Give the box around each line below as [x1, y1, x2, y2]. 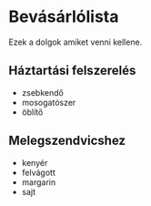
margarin [21, 176, 56, 188]
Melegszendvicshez [8, 133, 126, 149]
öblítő [21, 107, 44, 118]
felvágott [21, 167, 55, 178]
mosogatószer [21, 97, 76, 108]
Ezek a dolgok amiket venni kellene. [8, 36, 143, 47]
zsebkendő [21, 87, 65, 98]
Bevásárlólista [8, 6, 119, 27]
